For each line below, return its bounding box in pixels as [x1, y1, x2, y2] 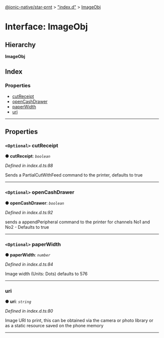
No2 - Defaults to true [5, 224, 49, 230]
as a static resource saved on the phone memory [5, 323, 104, 329]
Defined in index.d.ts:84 [5, 261, 54, 267]
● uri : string [5, 298, 32, 304]
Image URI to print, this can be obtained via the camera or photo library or [5, 318, 154, 323]
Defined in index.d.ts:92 [5, 209, 53, 215]
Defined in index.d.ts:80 [5, 308, 53, 314]
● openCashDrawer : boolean [5, 200, 64, 206]
